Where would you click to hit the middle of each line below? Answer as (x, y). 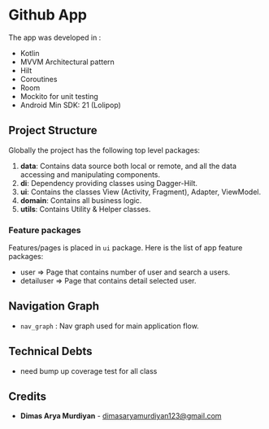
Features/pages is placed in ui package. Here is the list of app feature (126, 248)
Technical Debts (50, 351)
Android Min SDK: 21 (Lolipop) (71, 105)
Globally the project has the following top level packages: (104, 150)
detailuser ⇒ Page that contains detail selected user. (108, 281)
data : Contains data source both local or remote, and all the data (128, 166)
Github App (48, 15)
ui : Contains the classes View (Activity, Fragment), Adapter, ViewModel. (141, 192)
